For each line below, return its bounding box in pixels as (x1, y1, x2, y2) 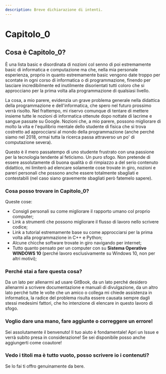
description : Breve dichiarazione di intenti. (5, 7, 103, 12)
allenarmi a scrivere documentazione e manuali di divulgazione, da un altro (5, 284, 158, 290)
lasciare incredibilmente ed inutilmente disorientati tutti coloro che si (5, 82, 145, 88)
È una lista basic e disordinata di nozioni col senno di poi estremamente (5, 61, 151, 67)
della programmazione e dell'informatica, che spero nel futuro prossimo (5, 102, 152, 108)
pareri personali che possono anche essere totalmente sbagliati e (5, 170, 139, 176)
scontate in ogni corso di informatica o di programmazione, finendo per (5, 77, 151, 83)
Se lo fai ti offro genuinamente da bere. (5, 363, 85, 369)
